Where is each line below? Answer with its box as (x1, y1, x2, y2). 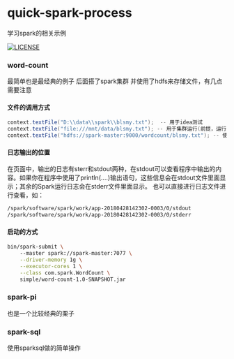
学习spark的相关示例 (7, 29, 67, 37)
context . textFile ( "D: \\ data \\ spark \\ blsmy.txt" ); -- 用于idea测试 (7, 119, 203, 126)
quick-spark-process (7, 5, 132, 21)
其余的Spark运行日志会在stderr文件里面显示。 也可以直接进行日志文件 (19, 182, 220, 191)
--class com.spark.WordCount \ (19, 269, 111, 277)
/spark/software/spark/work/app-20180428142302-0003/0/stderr (7, 212, 192, 219)
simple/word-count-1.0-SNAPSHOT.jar (19, 276, 127, 283)
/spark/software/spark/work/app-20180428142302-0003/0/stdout (7, 205, 192, 212)
